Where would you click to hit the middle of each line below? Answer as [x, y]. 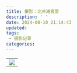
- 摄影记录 [20, 39]
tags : [13, 33]
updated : [17, 28]
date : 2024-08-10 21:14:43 [39, 22]
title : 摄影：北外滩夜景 [33, 11]
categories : [20, 44]
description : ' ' [27, 17]
